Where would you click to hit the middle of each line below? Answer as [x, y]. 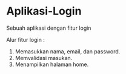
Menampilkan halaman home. [52, 64]
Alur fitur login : [26, 39]
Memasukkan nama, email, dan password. [68, 51]
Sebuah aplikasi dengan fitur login [49, 28]
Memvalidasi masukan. [44, 58]
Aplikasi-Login [44, 11]
